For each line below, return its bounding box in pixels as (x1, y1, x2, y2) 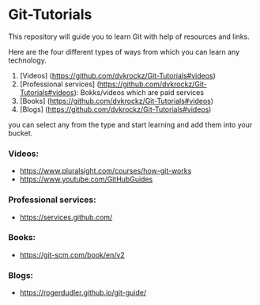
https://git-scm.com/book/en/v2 (19, 250, 125, 259)
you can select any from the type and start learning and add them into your (8, 120, 253, 129)
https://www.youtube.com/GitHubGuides (19, 174, 153, 184)
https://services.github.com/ (19, 212, 113, 222)
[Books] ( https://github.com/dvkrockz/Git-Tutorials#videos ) (19, 96, 214, 105)
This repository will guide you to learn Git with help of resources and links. (8, 32, 251, 41)
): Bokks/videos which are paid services (73, 87, 204, 97)
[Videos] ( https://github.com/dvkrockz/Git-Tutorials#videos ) (19, 71, 216, 80)
